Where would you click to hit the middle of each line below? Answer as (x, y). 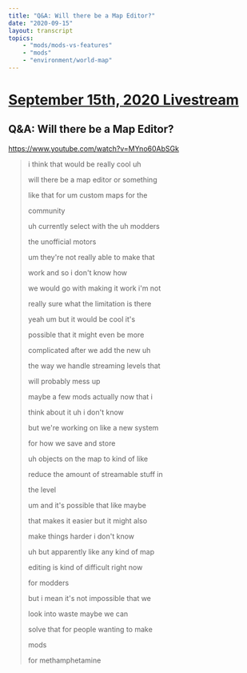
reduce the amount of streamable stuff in (96, 474)
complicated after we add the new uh (89, 350)
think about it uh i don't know (76, 412)
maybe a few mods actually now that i (90, 396)
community (46, 210)
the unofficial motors (62, 242)
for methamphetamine (64, 660)
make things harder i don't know (81, 536)
